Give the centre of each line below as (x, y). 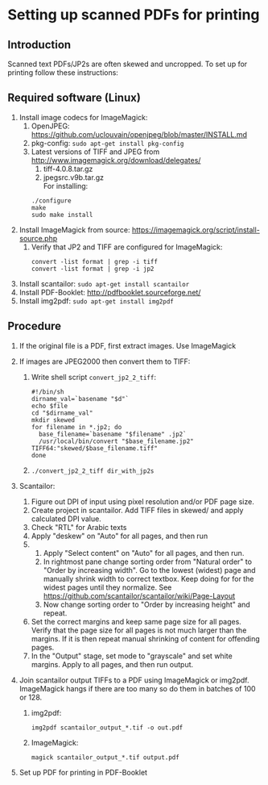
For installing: (66, 186)
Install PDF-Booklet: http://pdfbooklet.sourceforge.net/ (110, 292)
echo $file (49, 406)
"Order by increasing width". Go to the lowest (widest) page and (149, 570)
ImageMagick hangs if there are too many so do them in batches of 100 (137, 688)
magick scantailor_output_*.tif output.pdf (105, 757)
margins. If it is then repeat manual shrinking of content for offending (146, 638)
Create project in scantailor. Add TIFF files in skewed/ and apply (137, 510)
